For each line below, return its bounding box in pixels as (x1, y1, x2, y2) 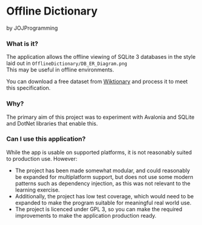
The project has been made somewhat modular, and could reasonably (15, 167, 190, 174)
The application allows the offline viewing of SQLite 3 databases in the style (6, 53, 196, 61)
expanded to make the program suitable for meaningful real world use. (15, 199, 192, 206)
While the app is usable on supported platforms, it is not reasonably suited (6, 149, 192, 156)
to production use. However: (6, 155, 78, 162)
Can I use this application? (6, 135, 86, 143)
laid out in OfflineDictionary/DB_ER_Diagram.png (6, 59, 127, 67)
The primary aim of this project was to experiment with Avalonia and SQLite (6, 113, 195, 121)
